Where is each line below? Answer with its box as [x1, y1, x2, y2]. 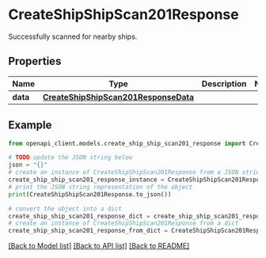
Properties [8, 55, 62, 68]
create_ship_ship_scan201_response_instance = [8, 176, 165, 184]
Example [8, 119, 52, 132]
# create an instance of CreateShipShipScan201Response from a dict [8, 219, 239, 227]
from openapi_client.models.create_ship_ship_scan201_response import [8, 139, 246, 147]
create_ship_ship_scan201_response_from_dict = [8, 227, 169, 235]
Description [201, 78, 247, 89]
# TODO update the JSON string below [8, 154, 133, 161]
